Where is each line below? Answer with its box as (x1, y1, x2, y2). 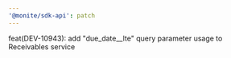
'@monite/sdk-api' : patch (8, 11, 95, 20)
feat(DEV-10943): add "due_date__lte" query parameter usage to (8, 33, 223, 43)
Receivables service (8, 41, 76, 52)
